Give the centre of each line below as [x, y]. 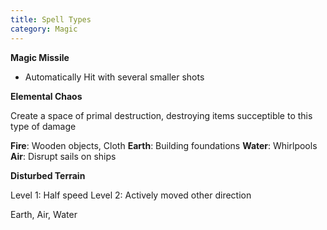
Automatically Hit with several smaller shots [114, 77]
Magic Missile [40, 57]
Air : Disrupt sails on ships [63, 156]
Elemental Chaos [46, 96]
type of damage [43, 126]
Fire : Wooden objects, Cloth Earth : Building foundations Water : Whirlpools [164, 145]
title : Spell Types [51, 19]
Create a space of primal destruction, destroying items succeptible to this [161, 115]
